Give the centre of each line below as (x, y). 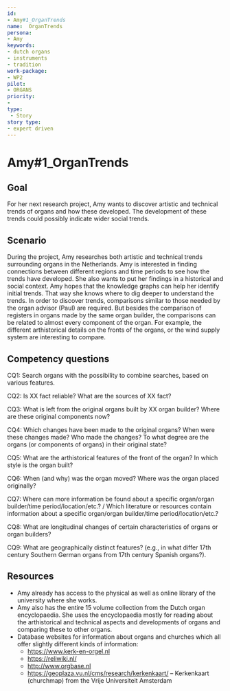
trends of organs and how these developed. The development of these (107, 212)
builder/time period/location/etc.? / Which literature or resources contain (109, 506)
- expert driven (30, 128)
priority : (21, 97)
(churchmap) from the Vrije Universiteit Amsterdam (100, 680)
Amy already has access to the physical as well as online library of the (116, 593)
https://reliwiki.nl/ (52, 658)
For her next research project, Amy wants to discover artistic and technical (113, 204)
